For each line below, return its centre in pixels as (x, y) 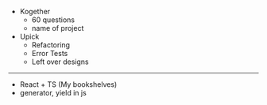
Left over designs (60, 62)
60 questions (53, 20)
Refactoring (50, 45)
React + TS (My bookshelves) (68, 84)
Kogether (35, 11)
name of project (58, 28)
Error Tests (50, 53)
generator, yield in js (53, 93)
